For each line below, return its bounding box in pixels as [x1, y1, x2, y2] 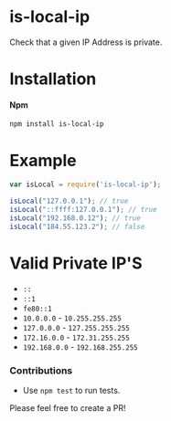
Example [9, 150, 77, 171]
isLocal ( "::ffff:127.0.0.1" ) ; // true [9, 205, 157, 215]
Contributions [9, 363, 73, 376]
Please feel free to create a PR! [9, 402, 126, 413]
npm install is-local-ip [9, 120, 104, 129]
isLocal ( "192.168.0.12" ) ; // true [9, 213, 142, 223]
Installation [9, 68, 97, 89]
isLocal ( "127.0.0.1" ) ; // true [9, 196, 129, 206]
